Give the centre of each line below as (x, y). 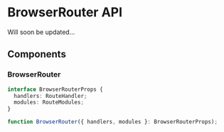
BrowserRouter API (65, 12)
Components (37, 54)
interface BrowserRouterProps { (55, 89)
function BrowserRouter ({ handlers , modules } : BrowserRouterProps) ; (113, 122)
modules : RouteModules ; (49, 103)
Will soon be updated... (41, 32)
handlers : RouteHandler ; (50, 96)
